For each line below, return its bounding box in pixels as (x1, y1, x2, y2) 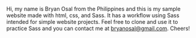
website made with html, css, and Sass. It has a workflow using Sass (6, 12, 179, 19)
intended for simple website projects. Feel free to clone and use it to (6, 18, 178, 25)
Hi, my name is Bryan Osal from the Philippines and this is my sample (6, 6, 181, 12)
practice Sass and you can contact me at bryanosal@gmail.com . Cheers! (6, 25, 190, 32)
